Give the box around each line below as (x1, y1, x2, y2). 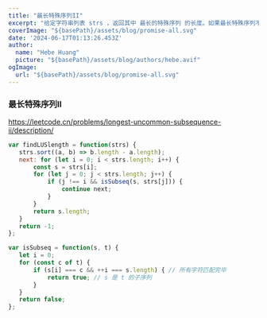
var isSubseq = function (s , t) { (8, 244, 119, 252)
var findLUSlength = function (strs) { (8, 141, 137, 149)
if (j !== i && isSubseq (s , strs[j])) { (47, 178, 183, 186)
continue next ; (61, 185, 112, 193)
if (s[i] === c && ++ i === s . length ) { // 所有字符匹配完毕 (33, 266, 226, 274)
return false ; (18, 296, 66, 304)
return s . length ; (33, 207, 91, 215)
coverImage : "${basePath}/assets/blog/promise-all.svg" (8, 26, 197, 34)
